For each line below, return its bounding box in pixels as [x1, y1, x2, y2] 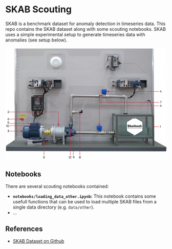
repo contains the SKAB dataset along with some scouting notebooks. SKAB [5, 26, 166, 32]
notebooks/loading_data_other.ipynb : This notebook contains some [12, 193, 156, 199]
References [5, 224, 43, 233]
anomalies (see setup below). [5, 37, 68, 43]
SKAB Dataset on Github [12, 238, 64, 244]
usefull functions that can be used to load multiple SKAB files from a [12, 199, 157, 205]
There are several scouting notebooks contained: [5, 183, 109, 190]
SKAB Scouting [5, 4, 72, 15]
